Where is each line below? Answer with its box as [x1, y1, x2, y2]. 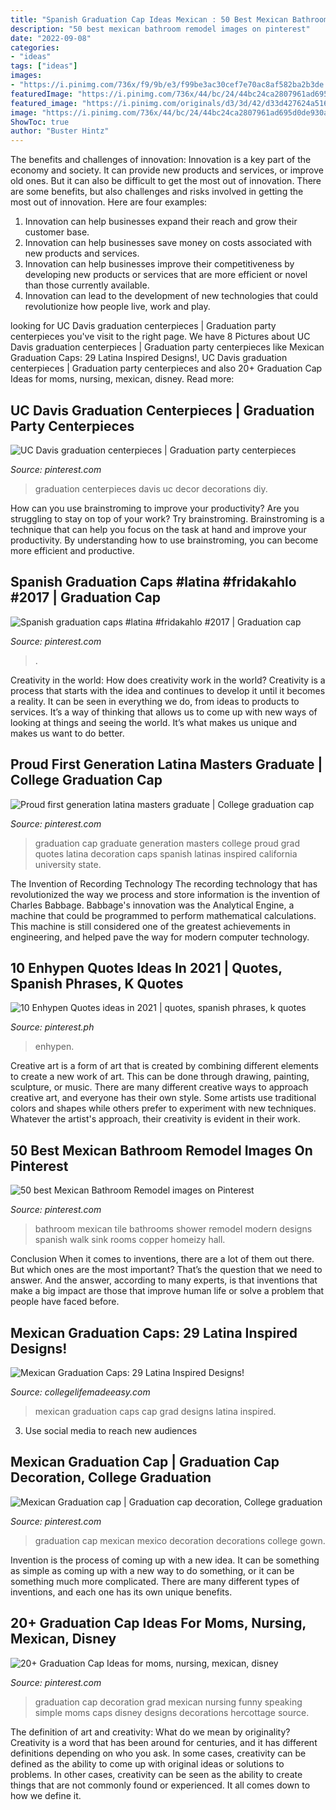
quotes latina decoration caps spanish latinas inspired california [34, 847, 298, 860]
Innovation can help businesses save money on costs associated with [24, 237, 312, 249]
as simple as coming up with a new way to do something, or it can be [10, 1564, 295, 1576]
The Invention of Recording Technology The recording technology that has [10, 877, 318, 890]
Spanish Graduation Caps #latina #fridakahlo [10, 574, 297, 591]
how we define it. [10, 1789, 82, 1801]
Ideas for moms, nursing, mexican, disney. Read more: [10, 373, 235, 385]
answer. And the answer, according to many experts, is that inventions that [10, 1274, 318, 1286]
